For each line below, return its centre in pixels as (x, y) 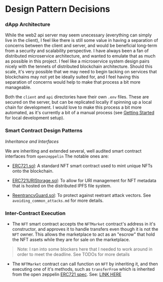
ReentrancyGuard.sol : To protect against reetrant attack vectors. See (81, 195)
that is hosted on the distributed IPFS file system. (62, 186)
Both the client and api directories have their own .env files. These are (77, 97)
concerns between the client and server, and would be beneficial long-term (81, 46)
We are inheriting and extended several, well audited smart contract (73, 151)
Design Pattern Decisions (58, 9)
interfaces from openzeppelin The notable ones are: (57, 156)
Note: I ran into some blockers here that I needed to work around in (85, 249)
